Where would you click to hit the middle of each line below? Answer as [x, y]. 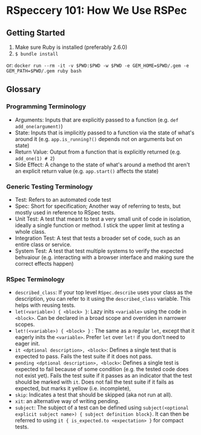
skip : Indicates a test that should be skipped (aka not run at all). [94, 395]
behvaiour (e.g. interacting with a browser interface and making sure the [104, 257]
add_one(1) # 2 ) [35, 158]
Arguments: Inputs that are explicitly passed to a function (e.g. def [97, 120]
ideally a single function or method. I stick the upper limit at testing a [100, 225]
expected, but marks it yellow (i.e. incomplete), [73, 389]
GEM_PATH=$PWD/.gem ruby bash [44, 71]
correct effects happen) [44, 263]
